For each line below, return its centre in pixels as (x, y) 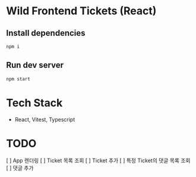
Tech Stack (34, 103)
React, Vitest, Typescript (45, 119)
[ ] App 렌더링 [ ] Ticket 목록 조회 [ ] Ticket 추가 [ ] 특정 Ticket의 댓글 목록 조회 (98, 161)
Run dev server (35, 65)
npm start (18, 79)
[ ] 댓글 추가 (20, 168)
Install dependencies (46, 33)
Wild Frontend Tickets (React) (81, 11)
